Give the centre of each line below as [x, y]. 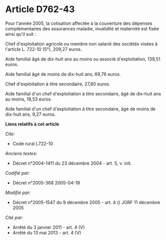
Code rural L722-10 [33, 143]
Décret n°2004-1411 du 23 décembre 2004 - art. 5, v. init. [72, 163]
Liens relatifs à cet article [32, 124]
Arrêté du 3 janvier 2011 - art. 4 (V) [48, 227]
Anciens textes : [21, 153]
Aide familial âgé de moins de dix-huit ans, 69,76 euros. [63, 74]
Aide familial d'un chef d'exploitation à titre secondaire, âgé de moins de [80, 109]
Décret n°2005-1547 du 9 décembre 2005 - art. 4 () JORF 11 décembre [86, 202]
